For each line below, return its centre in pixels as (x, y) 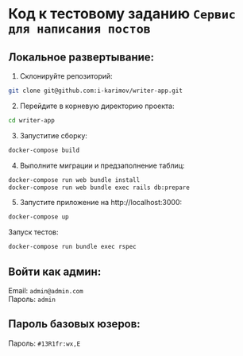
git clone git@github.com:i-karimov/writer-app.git (95, 91)
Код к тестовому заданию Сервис (122, 14)
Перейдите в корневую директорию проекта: (97, 106)
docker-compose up (39, 217)
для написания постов (79, 29)
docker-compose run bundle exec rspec (72, 247)
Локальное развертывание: (81, 57)
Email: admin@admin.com (46, 290)
